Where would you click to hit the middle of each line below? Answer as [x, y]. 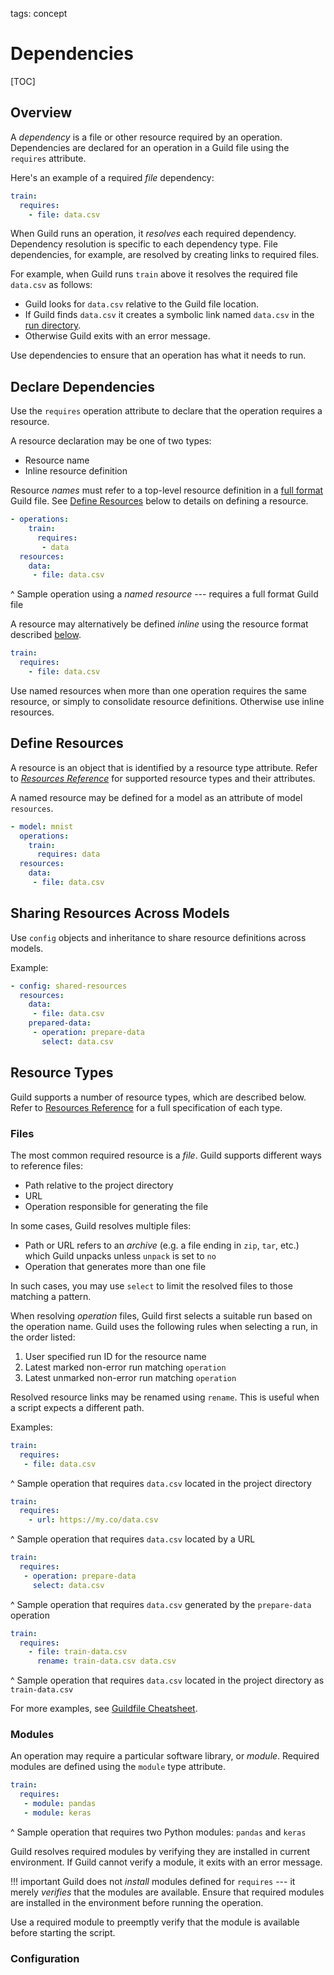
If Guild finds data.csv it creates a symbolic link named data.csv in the [169, 315]
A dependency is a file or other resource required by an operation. [146, 137]
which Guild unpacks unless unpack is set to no [120, 1255]
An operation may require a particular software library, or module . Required [165, 1756]
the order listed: [43, 1337]
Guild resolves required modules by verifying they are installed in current [160, 1851]
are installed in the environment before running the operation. [137, 1902]
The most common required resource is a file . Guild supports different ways [166, 1155]
